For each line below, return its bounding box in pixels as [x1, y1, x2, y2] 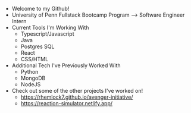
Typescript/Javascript [20, 30, 74, 37]
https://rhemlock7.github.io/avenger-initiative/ [20, 93, 133, 101]
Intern [11, 18, 27, 24]
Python [20, 68, 39, 75]
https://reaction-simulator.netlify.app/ [20, 100, 113, 106]
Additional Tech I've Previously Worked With [11, 62, 121, 69]
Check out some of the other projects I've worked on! [11, 87, 143, 94]
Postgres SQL [20, 43, 55, 50]
